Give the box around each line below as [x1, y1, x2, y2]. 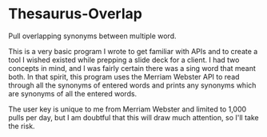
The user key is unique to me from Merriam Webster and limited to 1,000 [8, 104, 247, 114]
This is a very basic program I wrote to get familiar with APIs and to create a [8, 46, 258, 56]
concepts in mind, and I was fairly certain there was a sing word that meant [8, 63, 256, 72]
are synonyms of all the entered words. [8, 88, 137, 98]
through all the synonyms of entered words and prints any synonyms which [8, 80, 257, 90]
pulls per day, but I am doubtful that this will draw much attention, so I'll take [8, 112, 259, 122]
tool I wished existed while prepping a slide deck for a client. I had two [8, 55, 240, 65]
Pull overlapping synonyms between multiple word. [8, 31, 177, 41]
